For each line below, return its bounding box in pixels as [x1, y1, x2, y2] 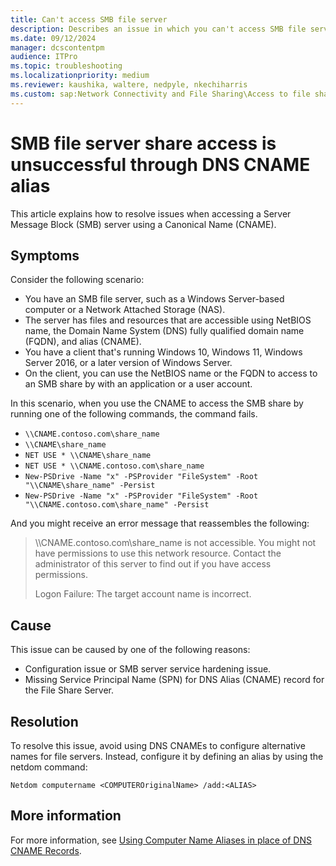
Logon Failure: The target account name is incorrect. [34, 588, 252, 600]
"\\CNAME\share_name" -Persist [24, 481, 156, 491]
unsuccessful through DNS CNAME [10, 153, 311, 176]
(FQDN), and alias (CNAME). [24, 336, 142, 348]
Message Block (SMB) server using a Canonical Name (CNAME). [10, 218, 277, 230]
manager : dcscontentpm [10, 42, 105, 53]
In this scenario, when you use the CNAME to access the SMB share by [10, 397, 304, 410]
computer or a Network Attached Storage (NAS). [24, 304, 226, 316]
